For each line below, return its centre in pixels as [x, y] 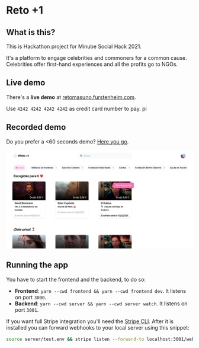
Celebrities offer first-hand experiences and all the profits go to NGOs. [92, 64]
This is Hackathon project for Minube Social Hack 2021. [74, 46]
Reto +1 [25, 10]
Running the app [37, 265]
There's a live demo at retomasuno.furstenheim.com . [71, 97]
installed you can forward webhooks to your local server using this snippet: [98, 327]
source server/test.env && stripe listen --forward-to [75, 339]
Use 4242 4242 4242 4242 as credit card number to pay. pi [76, 108]
